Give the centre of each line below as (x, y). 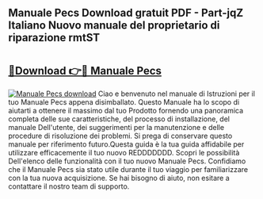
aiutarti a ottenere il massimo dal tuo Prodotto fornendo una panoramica (126, 111)
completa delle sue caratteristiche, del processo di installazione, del (119, 119)
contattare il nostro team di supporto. (69, 186)
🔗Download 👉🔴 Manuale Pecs (85, 71)
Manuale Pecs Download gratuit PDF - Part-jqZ (126, 13)
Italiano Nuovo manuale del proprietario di (114, 26)
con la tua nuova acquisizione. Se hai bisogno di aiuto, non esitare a (119, 178)
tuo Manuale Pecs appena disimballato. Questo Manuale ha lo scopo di (124, 102)
